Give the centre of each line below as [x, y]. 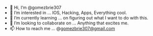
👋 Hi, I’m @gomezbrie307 [36, 8]
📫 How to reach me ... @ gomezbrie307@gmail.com [62, 28]
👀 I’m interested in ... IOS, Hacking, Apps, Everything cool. [68, 13]
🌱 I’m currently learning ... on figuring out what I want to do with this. [79, 18]
